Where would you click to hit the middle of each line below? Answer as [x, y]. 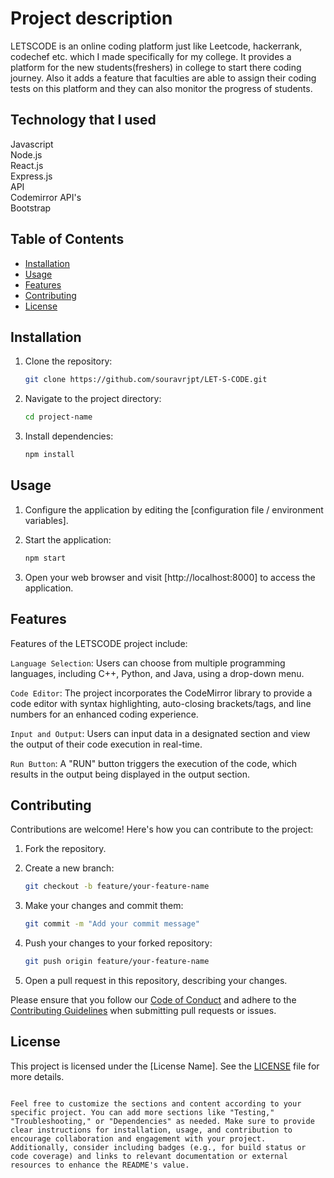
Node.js [26, 154]
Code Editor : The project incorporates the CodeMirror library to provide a [161, 693]
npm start [45, 558]
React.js [27, 165]
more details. [37, 1076]
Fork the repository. [65, 849]
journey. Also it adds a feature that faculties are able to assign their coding [163, 78]
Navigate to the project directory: [93, 399]
